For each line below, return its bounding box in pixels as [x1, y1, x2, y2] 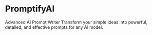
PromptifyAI [5, 3, 55, 14]
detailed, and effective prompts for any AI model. [5, 24, 103, 30]
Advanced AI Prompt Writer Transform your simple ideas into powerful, [5, 19, 148, 25]
